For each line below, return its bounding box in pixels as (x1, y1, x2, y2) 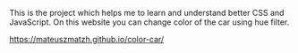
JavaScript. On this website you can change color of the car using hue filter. (9, 17, 290, 27)
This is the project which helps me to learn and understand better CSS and (9, 8, 285, 18)
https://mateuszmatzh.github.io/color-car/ (9, 34, 165, 44)
